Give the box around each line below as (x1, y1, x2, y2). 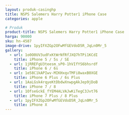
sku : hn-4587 (5, 39, 32, 44)
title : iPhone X (14, 102, 48, 108)
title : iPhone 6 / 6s (14, 66, 58, 71)
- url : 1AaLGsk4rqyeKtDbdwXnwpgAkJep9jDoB (9, 80, 98, 85)
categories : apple (5, 16, 43, 21)
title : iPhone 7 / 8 (14, 84, 56, 89)
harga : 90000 (5, 34, 32, 39)
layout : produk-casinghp (5, 7, 56, 12)
